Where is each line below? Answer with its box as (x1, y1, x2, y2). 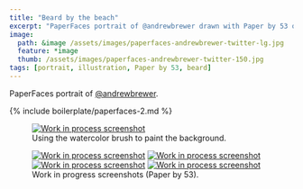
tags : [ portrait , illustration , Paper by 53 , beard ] (9, 64, 212, 73)
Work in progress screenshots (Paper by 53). (32, 168, 199, 180)
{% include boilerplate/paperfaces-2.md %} (9, 105, 173, 116)
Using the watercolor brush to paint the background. (32, 132, 227, 143)
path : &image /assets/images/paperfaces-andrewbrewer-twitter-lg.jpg (17, 38, 284, 48)
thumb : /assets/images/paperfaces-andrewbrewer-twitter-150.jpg (17, 55, 264, 64)
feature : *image (17, 47, 78, 56)
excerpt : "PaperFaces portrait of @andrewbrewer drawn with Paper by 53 (9, 22, 289, 31)
